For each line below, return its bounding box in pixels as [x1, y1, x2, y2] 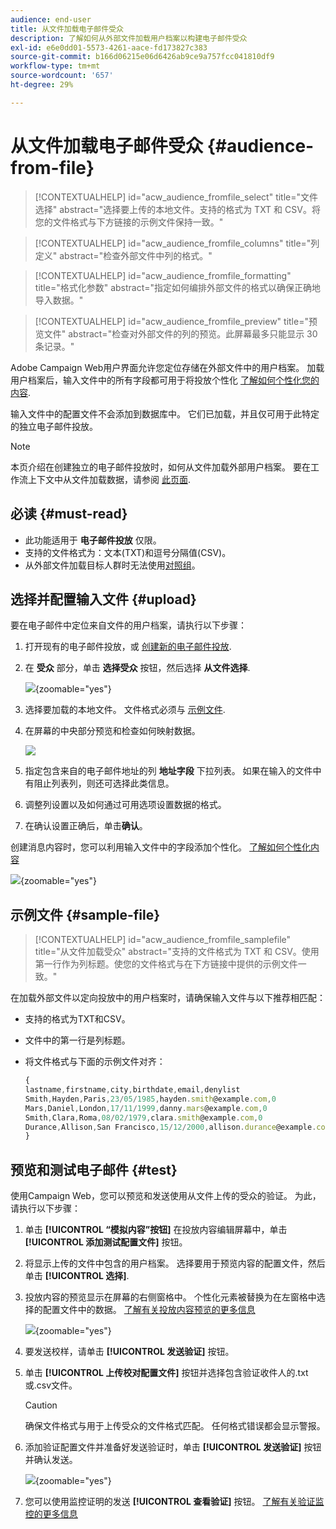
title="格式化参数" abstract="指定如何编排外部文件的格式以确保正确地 [34, 281, 322, 293]
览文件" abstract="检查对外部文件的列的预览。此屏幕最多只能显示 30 [34, 327, 318, 340]
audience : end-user [10, 14, 92, 25]
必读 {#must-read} [10, 506, 128, 523]
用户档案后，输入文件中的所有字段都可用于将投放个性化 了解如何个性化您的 [10, 374, 320, 386]
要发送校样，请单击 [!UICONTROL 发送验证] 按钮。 [24, 1346, 235, 1358]
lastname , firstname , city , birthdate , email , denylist [24, 1085, 241, 1095]
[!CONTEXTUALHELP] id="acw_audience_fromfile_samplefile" [34, 934, 292, 946]
